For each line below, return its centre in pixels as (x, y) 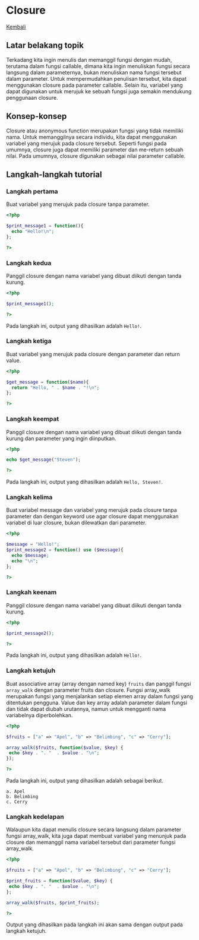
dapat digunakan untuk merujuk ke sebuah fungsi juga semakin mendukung (99, 91)
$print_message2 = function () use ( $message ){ (65, 550)
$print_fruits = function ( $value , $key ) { (59, 881)
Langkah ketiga (29, 341)
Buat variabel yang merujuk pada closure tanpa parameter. (78, 204)
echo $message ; (30, 556)
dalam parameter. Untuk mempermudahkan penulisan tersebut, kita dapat (97, 78)
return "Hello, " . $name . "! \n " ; (56, 387)
